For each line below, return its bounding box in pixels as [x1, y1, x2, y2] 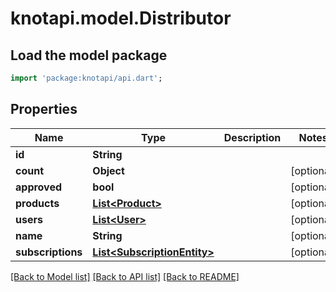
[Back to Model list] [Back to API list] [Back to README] [10, 270, 240, 282]
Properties [10, 101, 78, 118]
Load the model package [10, 47, 168, 64]
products [15, 196, 60, 210]
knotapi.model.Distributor [10, 7, 232, 30]
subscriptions [15, 245, 83, 259]
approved [15, 180, 63, 194]
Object [92, 163, 125, 177]
